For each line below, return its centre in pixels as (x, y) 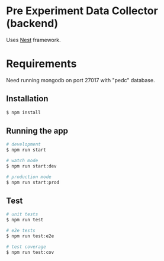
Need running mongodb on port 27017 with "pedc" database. (81, 80)
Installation (27, 99)
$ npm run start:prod (33, 182)
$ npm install (24, 112)
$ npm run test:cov (30, 252)
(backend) (32, 23)
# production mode (29, 177)
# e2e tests (21, 231)
